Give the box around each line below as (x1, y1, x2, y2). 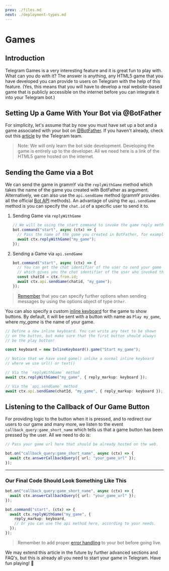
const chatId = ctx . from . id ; (17, 274, 78, 279)
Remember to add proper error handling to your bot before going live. (17, 539, 162, 546)
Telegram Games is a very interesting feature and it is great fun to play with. (5, 67, 162, 73)
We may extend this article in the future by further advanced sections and (5, 549, 158, 555)
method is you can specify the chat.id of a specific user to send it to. (5, 203, 149, 209)
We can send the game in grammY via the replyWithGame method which (5, 181, 153, 187)
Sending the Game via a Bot (5, 168, 94, 177)
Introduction (5, 54, 45, 63)
